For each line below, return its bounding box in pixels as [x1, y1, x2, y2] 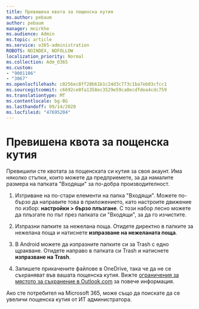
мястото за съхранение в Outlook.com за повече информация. [14, 278, 174, 285]
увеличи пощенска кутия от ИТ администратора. [6, 296, 132, 303]
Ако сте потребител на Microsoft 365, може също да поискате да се [6, 289, 180, 297]
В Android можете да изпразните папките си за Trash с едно [14, 241, 169, 248]
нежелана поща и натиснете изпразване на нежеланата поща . [14, 229, 177, 236]
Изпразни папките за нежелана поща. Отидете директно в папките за [14, 223, 194, 230]
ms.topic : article [6, 37, 52, 43]
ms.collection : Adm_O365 [6, 59, 68, 65]
